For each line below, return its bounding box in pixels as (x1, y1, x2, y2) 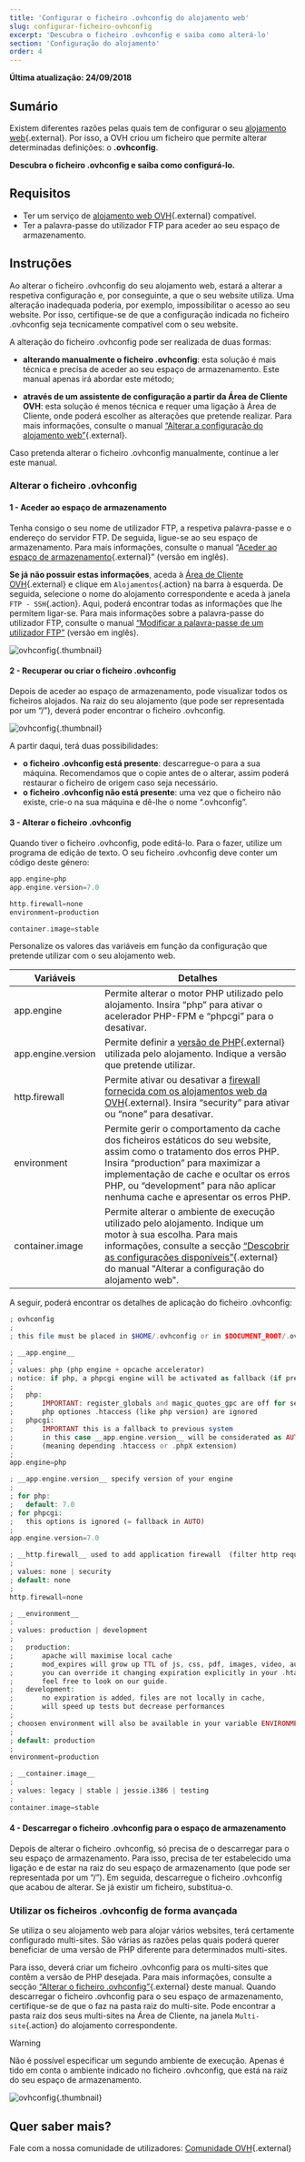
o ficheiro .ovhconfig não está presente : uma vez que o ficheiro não (22, 786, 281, 797)
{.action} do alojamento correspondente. (25, 2020, 178, 2031)
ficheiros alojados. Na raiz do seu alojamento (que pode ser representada (9, 695, 285, 706)
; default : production (9, 1735, 95, 1745)
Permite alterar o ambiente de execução (103, 1206, 275, 1218)
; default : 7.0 (9, 1500, 75, 1509)
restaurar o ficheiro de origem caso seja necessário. (22, 777, 219, 788)
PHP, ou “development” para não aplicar (103, 1179, 277, 1192)
